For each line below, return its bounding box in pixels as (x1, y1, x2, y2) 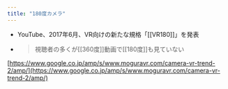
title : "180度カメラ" (7, 10, 66, 17)
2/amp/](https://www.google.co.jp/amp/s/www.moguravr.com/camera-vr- (7, 66, 221, 74)
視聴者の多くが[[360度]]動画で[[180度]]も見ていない (34, 44, 185, 53)
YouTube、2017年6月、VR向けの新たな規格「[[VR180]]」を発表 (17, 30, 199, 38)
